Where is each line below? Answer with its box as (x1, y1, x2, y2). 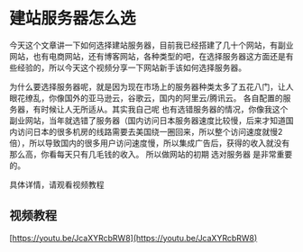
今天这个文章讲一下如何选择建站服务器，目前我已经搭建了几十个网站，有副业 (9, 40, 294, 50)
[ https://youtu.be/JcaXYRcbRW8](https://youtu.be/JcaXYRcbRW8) (9, 232, 258, 243)
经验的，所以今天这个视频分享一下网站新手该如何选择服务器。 (16, 62, 246, 73)
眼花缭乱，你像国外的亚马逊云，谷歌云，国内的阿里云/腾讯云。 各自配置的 (9, 92, 283, 103)
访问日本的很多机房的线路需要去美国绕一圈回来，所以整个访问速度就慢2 (16, 126, 283, 137)
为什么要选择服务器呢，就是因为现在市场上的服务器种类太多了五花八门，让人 (9, 81, 294, 92)
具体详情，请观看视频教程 (9, 179, 105, 190)
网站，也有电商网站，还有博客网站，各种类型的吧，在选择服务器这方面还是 (9, 50, 286, 61)
